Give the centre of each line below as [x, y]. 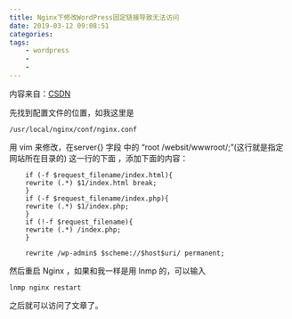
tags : [19, 42]
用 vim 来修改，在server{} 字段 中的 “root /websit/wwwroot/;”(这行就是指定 [146, 147]
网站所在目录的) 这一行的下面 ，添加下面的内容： [99, 158]
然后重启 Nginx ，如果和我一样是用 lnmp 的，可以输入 [108, 270]
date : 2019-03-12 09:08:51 [59, 26]
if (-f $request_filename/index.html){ [99, 175]
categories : [31, 34]
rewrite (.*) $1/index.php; [77, 206]
